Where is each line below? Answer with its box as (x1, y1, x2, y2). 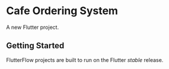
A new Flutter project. (6, 24, 59, 31)
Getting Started (6, 41, 65, 51)
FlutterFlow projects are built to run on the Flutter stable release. (6, 56, 164, 63)
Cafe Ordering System (6, 4, 119, 18)
